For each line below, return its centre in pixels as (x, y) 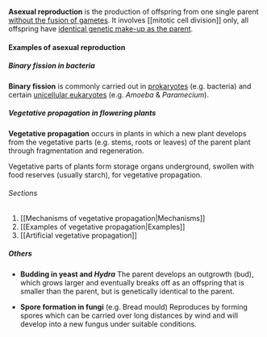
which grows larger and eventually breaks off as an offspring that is (132, 282)
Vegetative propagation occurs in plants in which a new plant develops (127, 133)
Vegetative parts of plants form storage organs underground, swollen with (131, 166)
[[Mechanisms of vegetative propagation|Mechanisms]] (113, 218)
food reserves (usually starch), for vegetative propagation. (106, 175)
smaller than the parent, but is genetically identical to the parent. (127, 291)
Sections (23, 193)
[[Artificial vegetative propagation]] (78, 235)
